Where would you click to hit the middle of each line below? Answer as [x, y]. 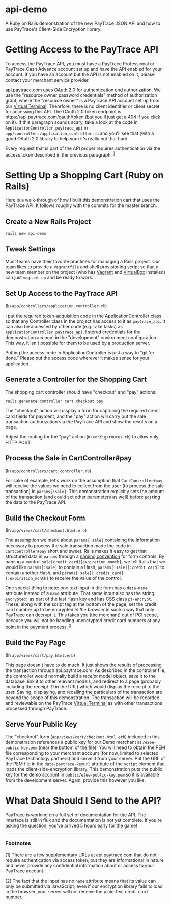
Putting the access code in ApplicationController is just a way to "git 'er [80, 352]
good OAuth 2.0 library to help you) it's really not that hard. [67, 138]
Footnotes [18, 843]
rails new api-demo [26, 234]
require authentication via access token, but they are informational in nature [84, 860]
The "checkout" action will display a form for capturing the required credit [83, 410]
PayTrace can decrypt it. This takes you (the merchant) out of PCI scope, [82, 615]
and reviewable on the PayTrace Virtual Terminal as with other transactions [84, 703]
